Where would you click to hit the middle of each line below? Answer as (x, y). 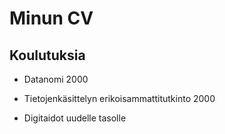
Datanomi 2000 (56, 79)
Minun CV (51, 18)
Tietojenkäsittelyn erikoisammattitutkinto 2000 (119, 98)
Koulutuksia (47, 55)
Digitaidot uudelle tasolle (75, 118)
